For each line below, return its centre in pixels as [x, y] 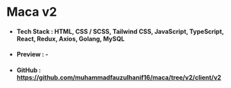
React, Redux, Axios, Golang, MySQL [71, 38]
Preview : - [33, 54]
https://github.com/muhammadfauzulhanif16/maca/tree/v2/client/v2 [119, 77]
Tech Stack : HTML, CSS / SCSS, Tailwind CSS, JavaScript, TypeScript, [120, 31]
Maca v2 [32, 12]
